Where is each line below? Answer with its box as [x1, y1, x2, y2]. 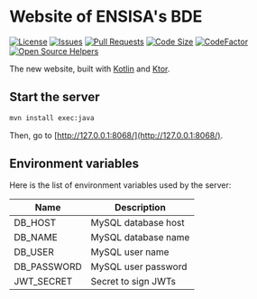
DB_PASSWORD [14, 260, 83, 273]
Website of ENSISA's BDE [9, 6, 203, 27]
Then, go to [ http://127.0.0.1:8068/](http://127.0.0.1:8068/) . [9, 129, 224, 141]
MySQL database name [90, 231, 190, 244]
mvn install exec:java [9, 113, 95, 123]
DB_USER [14, 246, 54, 258]
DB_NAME [14, 231, 59, 244]
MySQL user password [90, 260, 188, 273]
